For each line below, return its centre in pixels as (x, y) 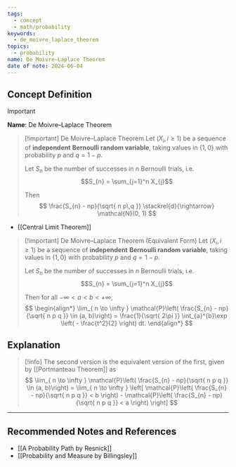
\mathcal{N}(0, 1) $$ (127, 213)
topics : (19, 46)
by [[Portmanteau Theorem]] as (70, 369)
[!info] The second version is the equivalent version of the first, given (124, 362)
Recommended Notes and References (92, 432)
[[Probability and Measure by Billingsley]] (77, 456)
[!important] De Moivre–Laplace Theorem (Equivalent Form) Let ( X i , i (123, 242)
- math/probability (42, 27)
